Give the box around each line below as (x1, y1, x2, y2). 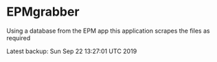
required (6, 33, 31, 42)
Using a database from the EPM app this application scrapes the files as (6, 27, 210, 35)
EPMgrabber (6, 4, 80, 20)
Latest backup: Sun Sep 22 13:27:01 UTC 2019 (6, 47, 137, 55)
